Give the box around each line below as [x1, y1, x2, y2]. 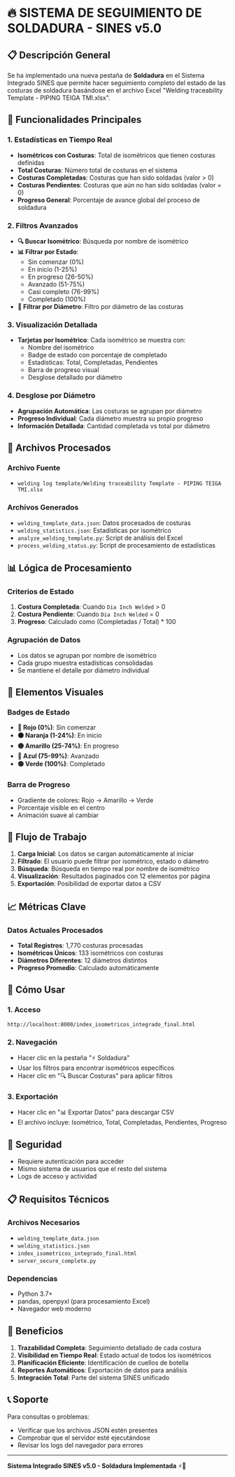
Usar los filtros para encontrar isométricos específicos [17, 1064, 175, 1072]
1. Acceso [7, 1005, 41, 1015]
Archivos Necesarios [7, 1218, 80, 1228]
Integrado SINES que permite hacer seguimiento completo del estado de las [7, 79, 226, 87]
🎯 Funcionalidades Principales [7, 114, 142, 126]
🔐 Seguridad [7, 1139, 62, 1151]
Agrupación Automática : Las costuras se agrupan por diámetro [17, 406, 202, 415]
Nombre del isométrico [27, 343, 94, 352]
